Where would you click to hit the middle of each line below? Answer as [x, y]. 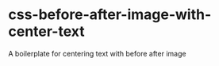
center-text [46, 31]
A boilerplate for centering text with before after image [97, 53]
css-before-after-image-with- [110, 15]
